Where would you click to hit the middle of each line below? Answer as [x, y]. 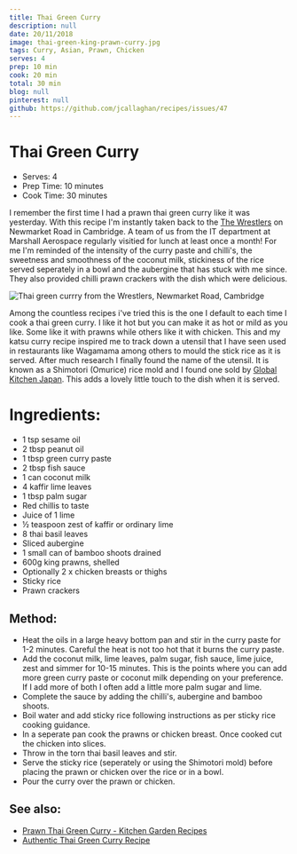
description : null [43, 26]
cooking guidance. [56, 724]
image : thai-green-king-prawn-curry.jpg [85, 42]
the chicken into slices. [64, 743]
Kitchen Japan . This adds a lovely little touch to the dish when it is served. [145, 379]
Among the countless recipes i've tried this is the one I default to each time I [148, 313]
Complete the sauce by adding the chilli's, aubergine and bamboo [142, 696]
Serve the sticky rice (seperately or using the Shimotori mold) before [147, 762]
